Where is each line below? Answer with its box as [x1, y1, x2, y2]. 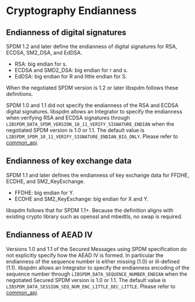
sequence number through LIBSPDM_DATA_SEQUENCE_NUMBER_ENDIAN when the [6, 270, 187, 277]
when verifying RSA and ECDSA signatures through [6, 114, 130, 121]
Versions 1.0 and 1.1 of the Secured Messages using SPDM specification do [6, 245, 187, 252]
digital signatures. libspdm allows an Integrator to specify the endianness [6, 108, 183, 115]
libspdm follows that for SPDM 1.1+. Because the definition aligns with [6, 207, 174, 214]
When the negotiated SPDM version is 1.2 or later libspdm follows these [6, 84, 179, 91]
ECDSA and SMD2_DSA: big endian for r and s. [14, 67, 128, 74]
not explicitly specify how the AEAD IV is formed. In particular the [6, 252, 164, 259]
